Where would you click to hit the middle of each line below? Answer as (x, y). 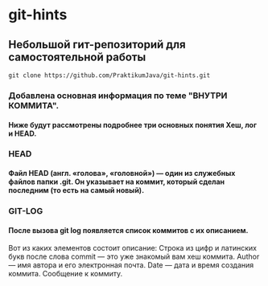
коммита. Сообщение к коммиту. (66, 274)
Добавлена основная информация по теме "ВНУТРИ (118, 96)
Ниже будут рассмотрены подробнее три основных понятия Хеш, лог (133, 125)
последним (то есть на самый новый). (76, 190)
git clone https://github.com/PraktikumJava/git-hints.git (109, 76)
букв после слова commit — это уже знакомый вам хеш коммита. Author (134, 257)
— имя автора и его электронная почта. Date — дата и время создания (131, 265)
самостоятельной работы (77, 57)
